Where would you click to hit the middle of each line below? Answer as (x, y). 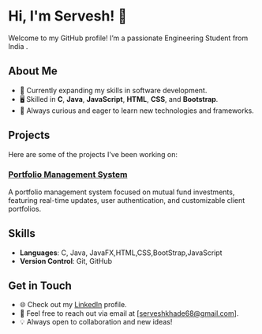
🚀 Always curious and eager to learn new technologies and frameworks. (137, 111)
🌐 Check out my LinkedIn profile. (73, 305)
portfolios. (25, 208)
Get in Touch (40, 286)
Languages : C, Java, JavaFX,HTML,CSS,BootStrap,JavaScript (121, 253)
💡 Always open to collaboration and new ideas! (96, 322)
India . (18, 46)
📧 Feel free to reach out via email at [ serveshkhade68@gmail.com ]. (129, 313)
